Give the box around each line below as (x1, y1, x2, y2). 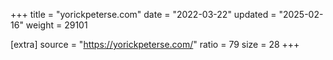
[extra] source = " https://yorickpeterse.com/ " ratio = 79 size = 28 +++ (10, 39, 300, 50)
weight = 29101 (25, 19, 88, 31)
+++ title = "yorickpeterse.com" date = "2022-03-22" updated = (10, 9, 277, 20)
